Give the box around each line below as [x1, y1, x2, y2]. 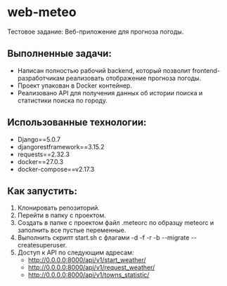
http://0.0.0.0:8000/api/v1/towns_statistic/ [27, 271, 150, 279]
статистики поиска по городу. [17, 96, 108, 104]
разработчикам [17, 74, 65, 82]
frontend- [192, 66, 220, 74]
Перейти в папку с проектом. [17, 211, 107, 219]
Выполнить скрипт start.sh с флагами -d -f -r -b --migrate [17, 233, 190, 242]
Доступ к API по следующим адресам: [17, 248, 134, 257]
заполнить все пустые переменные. [17, 226, 127, 235]
